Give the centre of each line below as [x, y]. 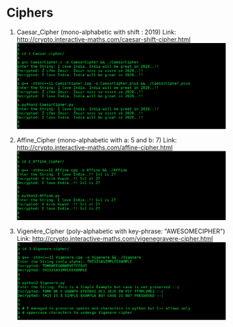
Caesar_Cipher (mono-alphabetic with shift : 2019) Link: [96, 32]
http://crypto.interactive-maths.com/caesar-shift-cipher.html [103, 39]
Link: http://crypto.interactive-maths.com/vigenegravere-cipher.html [115, 238]
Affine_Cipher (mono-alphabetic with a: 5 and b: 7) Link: [97, 140]
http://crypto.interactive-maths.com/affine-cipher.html [95, 148]
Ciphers [30, 13]
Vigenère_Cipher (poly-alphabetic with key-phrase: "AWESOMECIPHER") [121, 231]
